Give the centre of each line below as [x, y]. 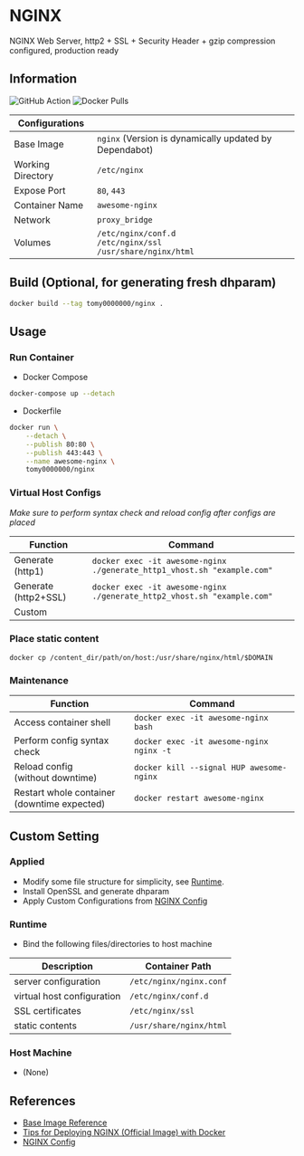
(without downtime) [56, 778]
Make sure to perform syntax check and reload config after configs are [142, 512]
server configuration [57, 981]
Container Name [49, 205]
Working [32, 164]
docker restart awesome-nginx [199, 798]
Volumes [33, 243]
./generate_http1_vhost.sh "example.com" [182, 570]
